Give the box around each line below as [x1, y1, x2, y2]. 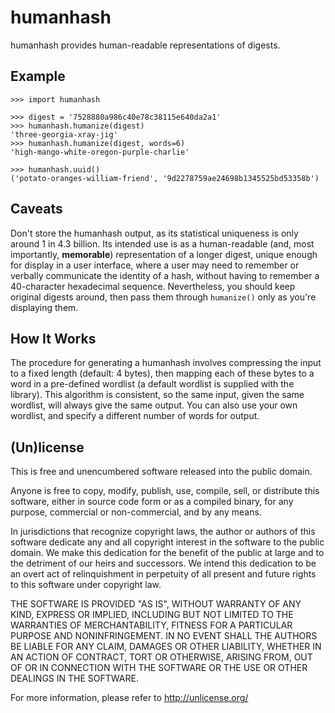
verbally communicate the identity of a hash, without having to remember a [10, 269, 320, 281]
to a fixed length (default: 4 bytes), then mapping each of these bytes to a [10, 367, 315, 380]
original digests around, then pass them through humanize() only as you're [10, 291, 317, 303]
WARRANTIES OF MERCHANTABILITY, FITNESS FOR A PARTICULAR [10, 619, 293, 631]
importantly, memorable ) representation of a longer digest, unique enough [10, 248, 318, 260]
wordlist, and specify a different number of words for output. [10, 410, 260, 422]
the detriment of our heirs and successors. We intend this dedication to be [10, 557, 317, 570]
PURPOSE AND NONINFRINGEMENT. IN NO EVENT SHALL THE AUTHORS [10, 630, 318, 642]
